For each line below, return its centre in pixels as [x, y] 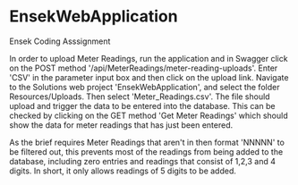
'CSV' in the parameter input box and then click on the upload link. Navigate [149, 77]
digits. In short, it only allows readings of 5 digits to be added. [123, 171]
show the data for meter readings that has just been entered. [121, 125]
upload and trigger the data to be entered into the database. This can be [142, 105]
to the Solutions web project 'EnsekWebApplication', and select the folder [145, 87]
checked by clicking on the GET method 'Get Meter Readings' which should [149, 115]
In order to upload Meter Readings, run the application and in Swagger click [149, 58]
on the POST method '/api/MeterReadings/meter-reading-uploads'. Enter [144, 68]
